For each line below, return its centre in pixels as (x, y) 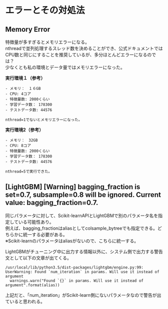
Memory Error (28, 29)
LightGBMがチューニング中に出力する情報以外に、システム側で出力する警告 (84, 251)
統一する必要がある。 (45, 234)
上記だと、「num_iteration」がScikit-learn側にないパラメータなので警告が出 (83, 295)
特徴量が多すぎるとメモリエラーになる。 (47, 42)
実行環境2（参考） (25, 130)
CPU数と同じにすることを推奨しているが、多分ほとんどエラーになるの (78, 55)
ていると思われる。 (25, 301)
